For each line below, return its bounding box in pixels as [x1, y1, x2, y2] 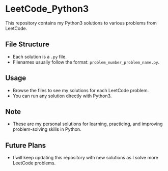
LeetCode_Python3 [5, 3, 89, 15]
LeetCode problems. [12, 160, 56, 166]
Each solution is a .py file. [12, 53, 67, 60]
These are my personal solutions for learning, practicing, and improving [12, 121, 163, 127]
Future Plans [5, 141, 46, 150]
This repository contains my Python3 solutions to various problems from [5, 20, 157, 26]
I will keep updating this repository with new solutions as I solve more [12, 155, 159, 161]
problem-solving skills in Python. [12, 126, 81, 132]
